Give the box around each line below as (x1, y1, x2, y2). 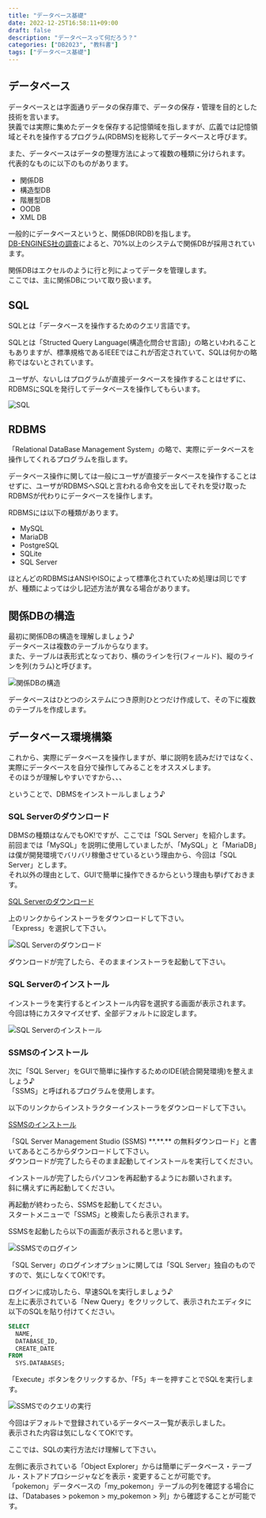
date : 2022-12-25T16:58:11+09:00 (8, 19, 119, 27)
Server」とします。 (8, 860, 71, 870)
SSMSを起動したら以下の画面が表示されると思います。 (8, 1226, 188, 1235)
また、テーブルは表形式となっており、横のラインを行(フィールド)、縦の (8, 651, 241, 661)
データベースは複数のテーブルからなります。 (8, 642, 153, 651)
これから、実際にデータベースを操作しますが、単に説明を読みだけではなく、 (8, 753, 258, 762)
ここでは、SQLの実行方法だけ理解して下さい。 (8, 1445, 161, 1455)
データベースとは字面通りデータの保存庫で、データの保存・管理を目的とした (8, 102, 257, 112)
